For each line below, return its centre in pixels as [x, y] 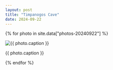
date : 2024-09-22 [23, 19]
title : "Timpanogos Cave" [32, 15]
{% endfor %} [20, 63]
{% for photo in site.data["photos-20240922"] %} [57, 34]
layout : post [19, 10]
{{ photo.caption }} [25, 53]
